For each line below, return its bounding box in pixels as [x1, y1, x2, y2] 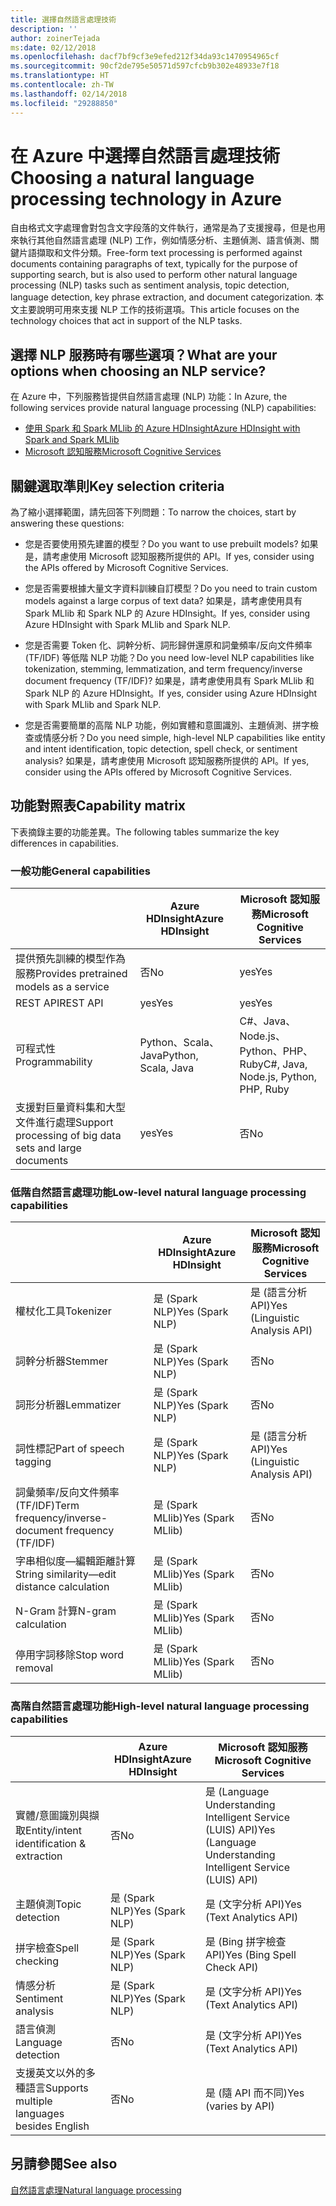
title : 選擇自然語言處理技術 [10, 14, 117, 25]
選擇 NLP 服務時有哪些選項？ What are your [10, 346, 278, 363]
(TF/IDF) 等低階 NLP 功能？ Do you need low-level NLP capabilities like [24, 652, 315, 664]
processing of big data [15, 1129, 122, 1143]
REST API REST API [15, 996, 104, 1010]
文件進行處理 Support [15, 1116, 114, 1130]
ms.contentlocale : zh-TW [10, 80, 114, 90]
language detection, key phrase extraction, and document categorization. [10, 291, 313, 303]
